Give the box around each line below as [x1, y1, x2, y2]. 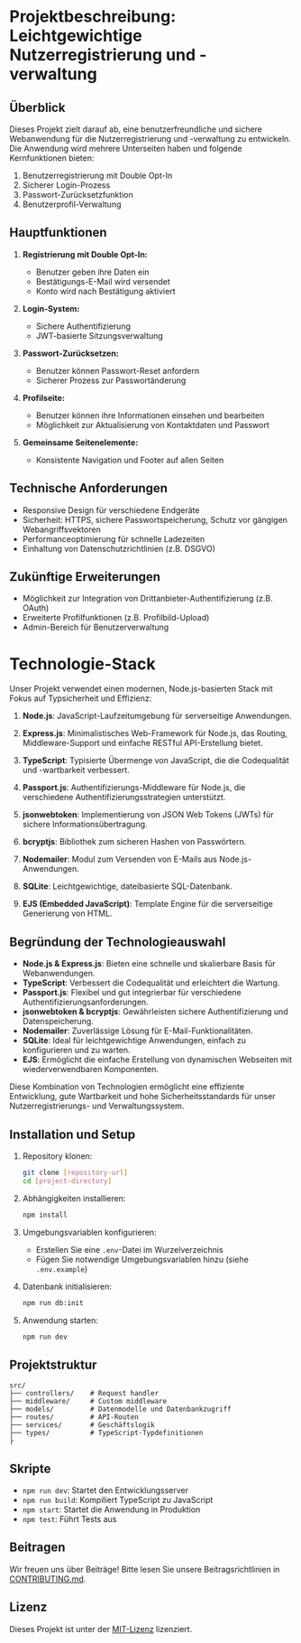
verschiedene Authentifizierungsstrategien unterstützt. [22, 792, 226, 803]
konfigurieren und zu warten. [22, 1045, 131, 1056]
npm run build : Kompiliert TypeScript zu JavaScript [22, 1495, 214, 1505]
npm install [22, 1210, 68, 1219]
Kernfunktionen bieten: [9, 153, 95, 163]
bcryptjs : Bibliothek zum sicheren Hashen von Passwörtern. [22, 836, 247, 847]
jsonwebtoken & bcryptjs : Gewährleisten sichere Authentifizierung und [22, 1006, 288, 1017]
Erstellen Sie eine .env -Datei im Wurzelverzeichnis [35, 1244, 223, 1255]
